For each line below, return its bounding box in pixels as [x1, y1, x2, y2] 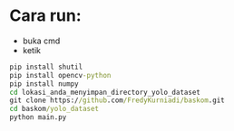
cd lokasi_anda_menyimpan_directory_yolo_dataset [9, 88, 201, 97]
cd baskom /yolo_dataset [9, 105, 100, 114]
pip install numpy [9, 79, 79, 89]
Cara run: [9, 5, 82, 26]
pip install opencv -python [9, 70, 112, 80]
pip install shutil [9, 62, 83, 71]
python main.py [9, 113, 67, 122]
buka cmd [22, 35, 61, 46]
